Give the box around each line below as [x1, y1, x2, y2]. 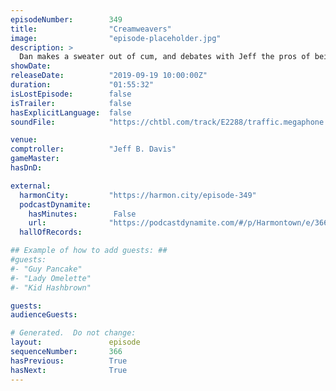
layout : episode [10, 337, 141, 348]
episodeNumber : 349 [10, 14, 123, 25]
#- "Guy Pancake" [10, 264, 83, 274]
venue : [10, 135, 38, 145]
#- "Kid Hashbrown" [10, 282, 92, 293]
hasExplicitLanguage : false [10, 107, 132, 118]
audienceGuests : [10, 310, 78, 320]
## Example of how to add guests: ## [10, 246, 168, 256]
